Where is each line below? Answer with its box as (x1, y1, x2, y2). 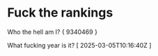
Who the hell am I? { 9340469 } (7, 28, 97, 36)
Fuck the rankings (7, 5, 113, 21)
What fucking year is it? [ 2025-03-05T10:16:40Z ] (7, 41, 152, 49)
